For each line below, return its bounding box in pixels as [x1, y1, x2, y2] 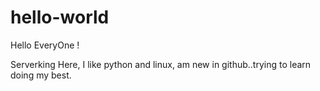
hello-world [10, 6, 110, 29]
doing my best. [10, 69, 72, 81]
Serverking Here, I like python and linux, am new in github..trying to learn [10, 58, 312, 70]
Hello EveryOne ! [10, 39, 80, 51]
